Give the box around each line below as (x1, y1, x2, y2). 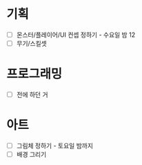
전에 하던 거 (16, 91, 49, 98)
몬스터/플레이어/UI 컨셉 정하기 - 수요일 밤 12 (16, 31, 136, 39)
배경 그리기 (16, 150, 47, 159)
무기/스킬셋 (16, 40, 48, 47)
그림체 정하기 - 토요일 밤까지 (16, 141, 94, 150)
